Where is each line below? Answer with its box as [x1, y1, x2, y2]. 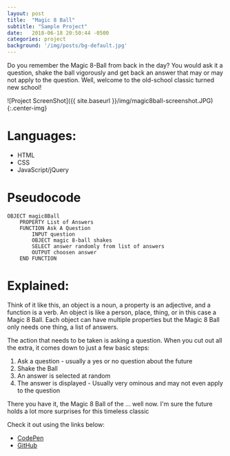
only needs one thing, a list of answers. [7, 323, 118, 331]
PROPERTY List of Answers [19, 218, 94, 225]
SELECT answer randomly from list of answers [32, 243, 165, 249]
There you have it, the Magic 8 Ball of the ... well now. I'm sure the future [7, 399, 213, 408]
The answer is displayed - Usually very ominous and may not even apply [17, 379, 224, 387]
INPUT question [32, 231, 76, 238]
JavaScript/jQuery [17, 165, 69, 173]
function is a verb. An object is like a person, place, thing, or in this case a [7, 308, 217, 316]
